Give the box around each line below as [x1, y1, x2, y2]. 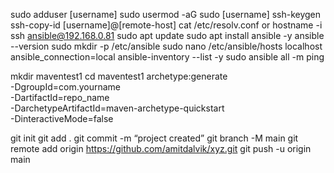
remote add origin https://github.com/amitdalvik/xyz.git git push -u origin [10, 143, 312, 154]
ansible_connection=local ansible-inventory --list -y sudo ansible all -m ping [10, 51, 325, 63]
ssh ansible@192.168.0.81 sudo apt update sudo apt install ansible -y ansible [10, 30, 325, 41]
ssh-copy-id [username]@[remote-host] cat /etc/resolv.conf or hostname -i [10, 19, 323, 31]
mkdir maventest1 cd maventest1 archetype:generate [10, 70, 228, 82]
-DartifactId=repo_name [10, 92, 110, 103]
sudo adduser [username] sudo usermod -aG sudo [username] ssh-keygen [10, 9, 322, 20]
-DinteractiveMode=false [10, 113, 114, 124]
